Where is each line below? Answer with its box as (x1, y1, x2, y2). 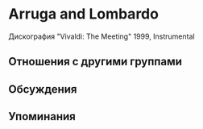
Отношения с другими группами (8, 55, 183, 69)
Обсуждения (8, 82, 77, 96)
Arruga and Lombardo (8, 5, 159, 23)
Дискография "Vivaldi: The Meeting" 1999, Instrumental (8, 31, 195, 41)
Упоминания (8, 110, 77, 123)
